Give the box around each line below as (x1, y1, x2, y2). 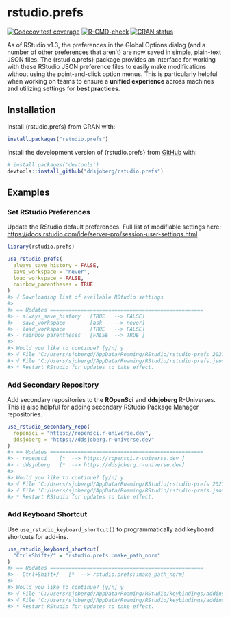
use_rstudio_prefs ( (7, 255, 63, 262)
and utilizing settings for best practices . (7, 84, 120, 92)
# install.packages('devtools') (7, 161, 99, 168)
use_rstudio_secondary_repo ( (7, 423, 90, 430)
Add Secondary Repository (7, 380, 99, 390)
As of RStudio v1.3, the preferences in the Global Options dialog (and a (7, 40, 206, 49)
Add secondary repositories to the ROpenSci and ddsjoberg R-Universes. (7, 395, 216, 403)
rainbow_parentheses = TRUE (13, 281, 94, 288)
